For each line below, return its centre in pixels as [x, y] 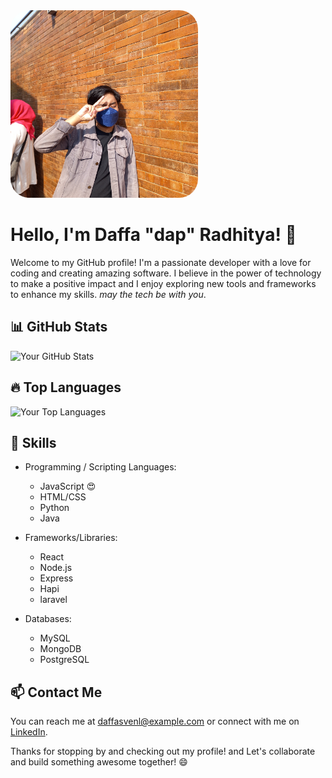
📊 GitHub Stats [59, 327]
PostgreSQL [64, 660]
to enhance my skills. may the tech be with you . [108, 294]
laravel [53, 600]
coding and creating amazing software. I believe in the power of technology [166, 273]
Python [54, 508]
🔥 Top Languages [66, 387]
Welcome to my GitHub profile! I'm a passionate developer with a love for [161, 262]
